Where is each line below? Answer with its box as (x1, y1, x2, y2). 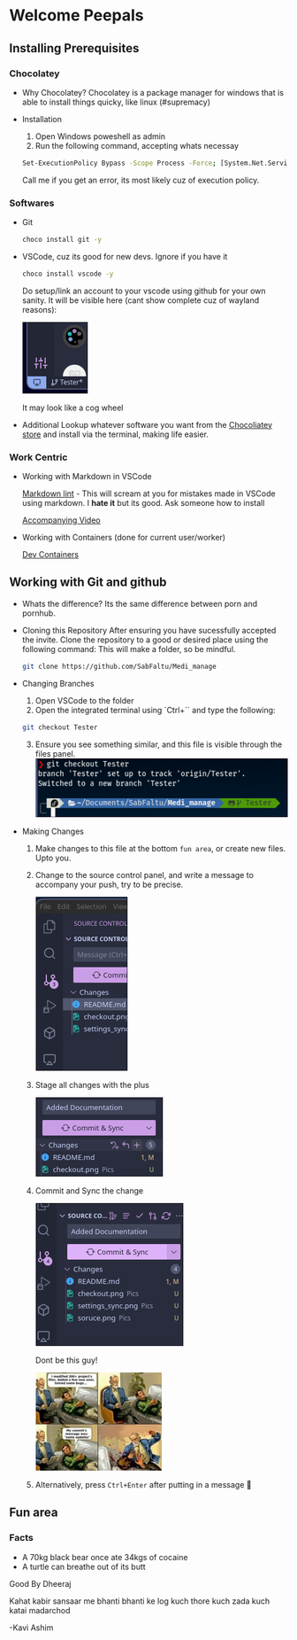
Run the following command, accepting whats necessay (34, 140, 239, 151)
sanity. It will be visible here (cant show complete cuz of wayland (21, 294, 260, 306)
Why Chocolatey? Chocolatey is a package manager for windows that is (21, 87, 285, 97)
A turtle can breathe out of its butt (21, 1561, 146, 1572)
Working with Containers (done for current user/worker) (21, 532, 226, 543)
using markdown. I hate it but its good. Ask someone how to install (21, 498, 265, 509)
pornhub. (21, 608, 56, 618)
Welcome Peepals (9, 5, 144, 26)
